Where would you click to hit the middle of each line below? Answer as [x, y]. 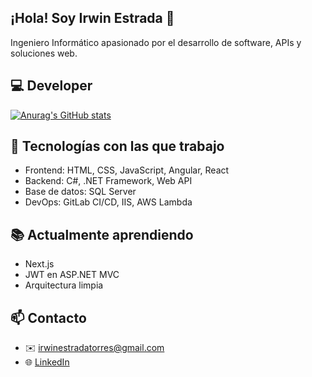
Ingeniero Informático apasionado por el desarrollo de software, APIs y [156, 42]
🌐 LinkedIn [47, 362]
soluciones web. [44, 53]
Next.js [39, 264]
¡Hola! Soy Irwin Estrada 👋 [92, 18]
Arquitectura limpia [64, 285]
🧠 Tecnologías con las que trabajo [117, 146]
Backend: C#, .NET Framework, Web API [108, 181]
